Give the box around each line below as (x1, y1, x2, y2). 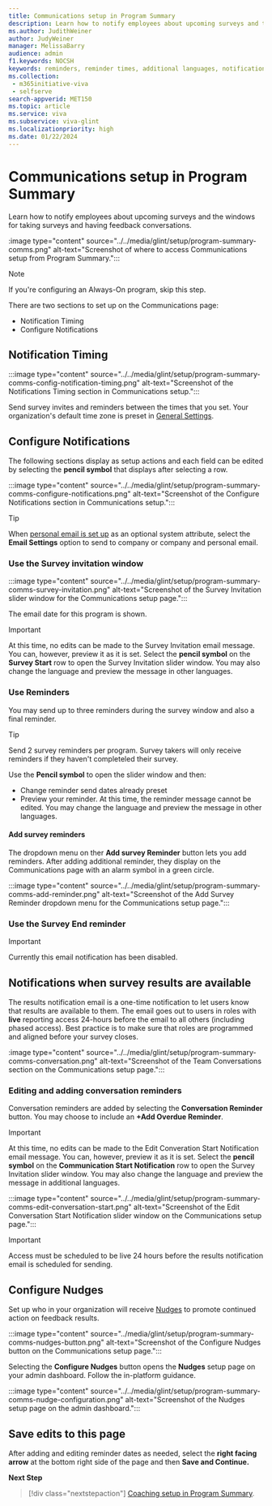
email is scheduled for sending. (8, 1259, 113, 1269)
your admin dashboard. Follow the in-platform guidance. (8, 1371, 196, 1380)
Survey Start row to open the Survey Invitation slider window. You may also (8, 658, 261, 667)
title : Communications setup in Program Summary (8, 11, 176, 20)
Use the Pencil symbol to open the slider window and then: (8, 770, 206, 779)
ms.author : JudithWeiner (8, 27, 92, 35)
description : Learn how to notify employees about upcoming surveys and (8, 19, 259, 28)
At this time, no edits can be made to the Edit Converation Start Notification (8, 1143, 259, 1153)
